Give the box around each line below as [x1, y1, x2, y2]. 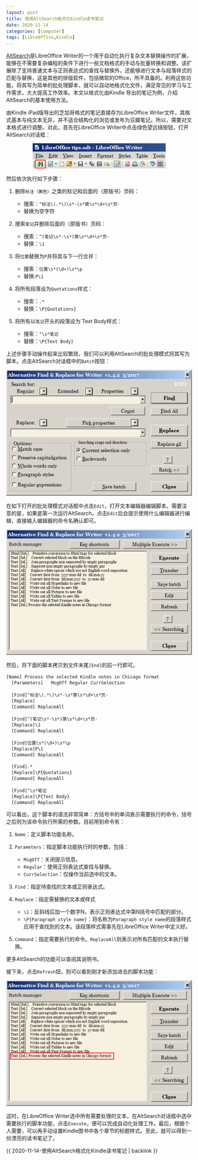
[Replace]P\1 [11, 746, 44, 752]
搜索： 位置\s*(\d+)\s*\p [23, 265, 82, 272]
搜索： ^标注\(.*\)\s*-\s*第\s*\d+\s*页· [23, 200, 120, 207]
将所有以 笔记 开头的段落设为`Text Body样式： [14, 318, 123, 325]
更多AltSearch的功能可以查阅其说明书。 [6, 956, 103, 963]
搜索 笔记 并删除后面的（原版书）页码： [14, 220, 107, 228]
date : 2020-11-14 [6, 22, 49, 28]
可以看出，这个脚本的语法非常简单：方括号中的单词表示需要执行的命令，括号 [6, 811, 192, 818]
